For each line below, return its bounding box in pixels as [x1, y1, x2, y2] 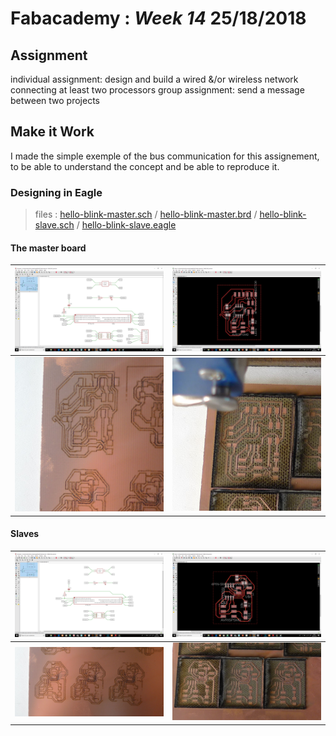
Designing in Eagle [10, 185, 103, 199]
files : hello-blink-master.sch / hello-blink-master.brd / [34, 208, 258, 221]
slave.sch [34, 219, 75, 231]
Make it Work [10, 123, 95, 141]
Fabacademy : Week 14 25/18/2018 [10, 7, 307, 30]
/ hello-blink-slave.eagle [76, 219, 177, 231]
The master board [10, 242, 87, 254]
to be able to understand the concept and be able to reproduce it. [10, 160, 280, 172]
